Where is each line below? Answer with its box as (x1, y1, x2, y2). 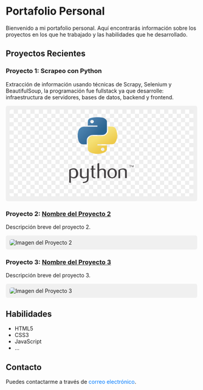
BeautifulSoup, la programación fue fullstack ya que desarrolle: (5, 87, 164, 94)
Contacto (5, 362, 42, 372)
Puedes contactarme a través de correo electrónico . (5, 378, 137, 386)
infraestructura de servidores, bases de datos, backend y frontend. (5, 93, 174, 101)
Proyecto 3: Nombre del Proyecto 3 (5, 258, 111, 266)
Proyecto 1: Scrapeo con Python (5, 67, 102, 75)
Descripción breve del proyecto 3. (5, 272, 91, 279)
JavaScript (14, 338, 42, 345)
